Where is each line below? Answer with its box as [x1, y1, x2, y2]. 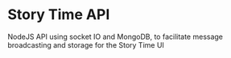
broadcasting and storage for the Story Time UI [7, 40, 164, 49]
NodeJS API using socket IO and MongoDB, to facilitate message [7, 32, 223, 41]
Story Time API [7, 6, 110, 24]
